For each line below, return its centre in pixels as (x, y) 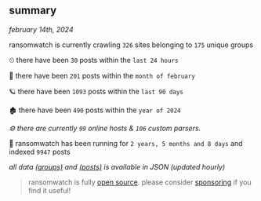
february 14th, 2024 (41, 29)
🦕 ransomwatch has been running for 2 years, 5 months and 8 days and (126, 143)
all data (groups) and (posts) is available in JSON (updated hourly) (117, 166)
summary (33, 11)
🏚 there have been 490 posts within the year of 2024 (95, 110)
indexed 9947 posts (40, 152)
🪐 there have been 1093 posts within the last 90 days (96, 91)
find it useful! (49, 190)
